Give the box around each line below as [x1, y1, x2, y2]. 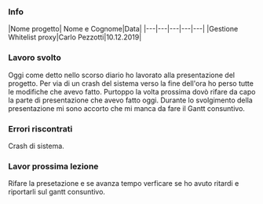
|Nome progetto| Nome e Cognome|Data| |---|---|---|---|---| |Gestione [8, 24, 239, 34]
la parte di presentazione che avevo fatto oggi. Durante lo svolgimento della [8, 95, 253, 105]
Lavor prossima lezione [8, 161, 99, 172]
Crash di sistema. [8, 141, 64, 150]
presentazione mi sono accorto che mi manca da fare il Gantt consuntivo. [8, 103, 246, 113]
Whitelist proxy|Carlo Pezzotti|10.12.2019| [8, 32, 142, 42]
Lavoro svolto [8, 52, 61, 63]
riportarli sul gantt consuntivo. [8, 187, 106, 197]
